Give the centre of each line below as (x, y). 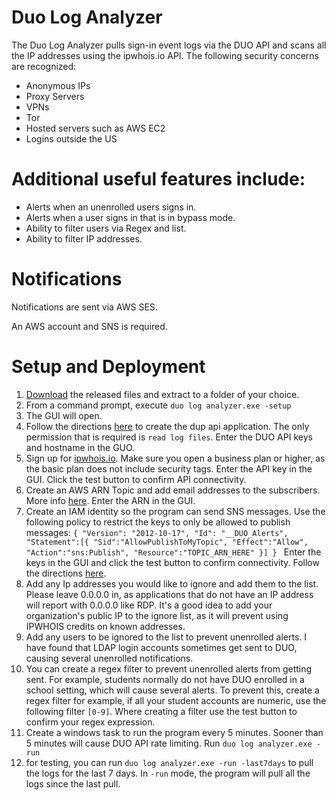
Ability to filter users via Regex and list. (106, 228)
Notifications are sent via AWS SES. (84, 307)
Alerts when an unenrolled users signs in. (111, 207)
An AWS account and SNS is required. (89, 326)
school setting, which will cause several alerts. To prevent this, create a (172, 690)
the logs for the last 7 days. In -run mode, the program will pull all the (168, 773)
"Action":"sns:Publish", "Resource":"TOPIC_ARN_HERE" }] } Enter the (173, 552)
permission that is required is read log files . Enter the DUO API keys (169, 437)
